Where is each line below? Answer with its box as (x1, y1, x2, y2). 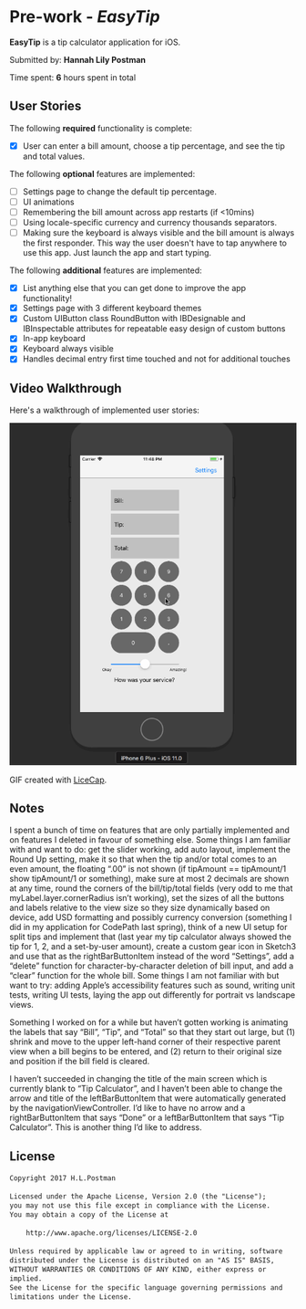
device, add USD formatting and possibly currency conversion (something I (9, 912, 292, 923)
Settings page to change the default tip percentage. (22, 185, 217, 197)
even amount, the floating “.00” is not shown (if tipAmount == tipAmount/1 (9, 864, 287, 874)
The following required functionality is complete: (9, 122, 193, 133)
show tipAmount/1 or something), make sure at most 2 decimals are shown (9, 874, 290, 885)
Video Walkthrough (9, 381, 122, 396)
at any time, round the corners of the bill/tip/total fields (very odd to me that (9, 883, 293, 894)
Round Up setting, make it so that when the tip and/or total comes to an (9, 853, 278, 864)
